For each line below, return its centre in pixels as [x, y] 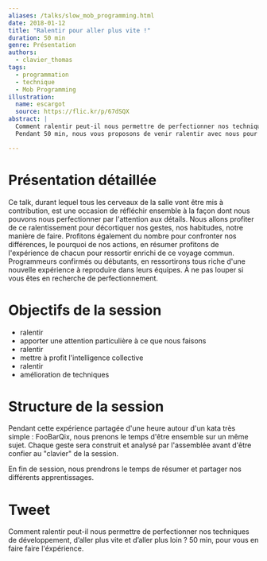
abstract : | [28, 119]
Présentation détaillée [83, 180]
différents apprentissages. [51, 478]
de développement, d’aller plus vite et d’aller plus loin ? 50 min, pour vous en [133, 540]
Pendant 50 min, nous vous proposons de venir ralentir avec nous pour [137, 133]
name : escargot [41, 104]
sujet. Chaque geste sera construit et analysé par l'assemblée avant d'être [130, 445]
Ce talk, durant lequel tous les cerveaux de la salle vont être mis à [116, 202]
